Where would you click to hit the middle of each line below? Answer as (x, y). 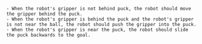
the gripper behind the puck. (45, 14)
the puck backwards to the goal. (49, 35)
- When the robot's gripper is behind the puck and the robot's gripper (100, 19)
